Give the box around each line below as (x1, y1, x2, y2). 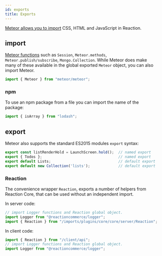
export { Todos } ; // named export (5, 154, 151, 160)
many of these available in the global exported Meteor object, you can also (5, 62, 154, 68)
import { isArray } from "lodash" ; (5, 114, 77, 119)
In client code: (5, 228, 34, 234)
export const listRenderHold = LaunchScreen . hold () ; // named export (5, 150, 151, 155)
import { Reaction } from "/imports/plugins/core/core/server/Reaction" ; (5, 219, 158, 224)
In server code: (5, 201, 36, 206)
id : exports (5, 7, 29, 12)
